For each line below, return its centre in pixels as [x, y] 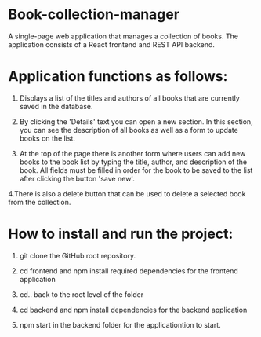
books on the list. [47, 138]
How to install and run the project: [121, 234]
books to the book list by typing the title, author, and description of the [133, 162]
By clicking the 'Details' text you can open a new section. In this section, [136, 121]
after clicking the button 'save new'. [77, 178]
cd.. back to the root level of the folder [82, 294]
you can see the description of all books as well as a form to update [129, 130]
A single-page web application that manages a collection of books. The [123, 36]
